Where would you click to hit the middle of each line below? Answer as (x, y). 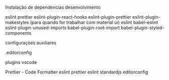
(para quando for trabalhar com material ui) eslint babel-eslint (94, 22)
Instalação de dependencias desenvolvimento (53, 7)
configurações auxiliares (31, 43)
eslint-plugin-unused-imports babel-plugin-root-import (63, 28)
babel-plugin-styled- (143, 28)
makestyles (17, 22)
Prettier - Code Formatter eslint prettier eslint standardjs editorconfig (77, 72)
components (18, 33)
